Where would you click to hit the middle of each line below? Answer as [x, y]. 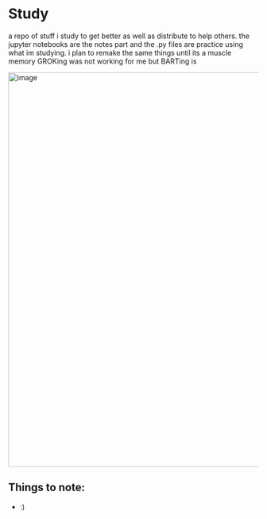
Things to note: [47, 488]
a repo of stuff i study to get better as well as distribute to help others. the [129, 36]
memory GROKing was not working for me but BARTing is [103, 61]
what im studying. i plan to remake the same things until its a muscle [120, 52]
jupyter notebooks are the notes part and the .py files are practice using [126, 44]
